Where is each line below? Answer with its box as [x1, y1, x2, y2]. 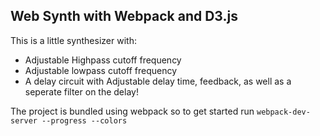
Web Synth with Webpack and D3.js [10, 8, 238, 25]
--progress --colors [41, 115, 128, 126]
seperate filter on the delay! [24, 85, 139, 98]
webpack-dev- [256, 107, 311, 117]
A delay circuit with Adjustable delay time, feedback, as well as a [24, 75, 292, 87]
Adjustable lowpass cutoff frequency [24, 64, 178, 76]
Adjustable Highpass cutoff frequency [24, 54, 182, 66]
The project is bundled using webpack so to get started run [10, 105, 255, 117]
